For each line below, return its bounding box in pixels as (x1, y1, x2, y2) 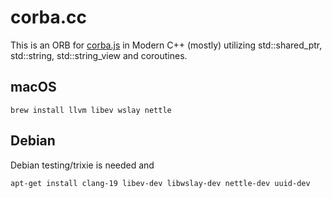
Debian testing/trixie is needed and (10, 159, 155, 171)
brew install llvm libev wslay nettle (10, 105, 172, 115)
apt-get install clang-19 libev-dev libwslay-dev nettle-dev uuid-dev (10, 178, 311, 188)
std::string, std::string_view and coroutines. (10, 49, 188, 61)
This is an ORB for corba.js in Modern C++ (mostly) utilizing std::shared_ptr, (10, 39, 323, 51)
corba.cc (10, 6, 87, 29)
